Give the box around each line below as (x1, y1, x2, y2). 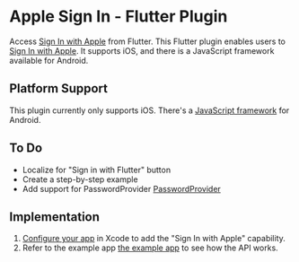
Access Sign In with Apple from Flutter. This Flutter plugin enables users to (9, 36, 286, 47)
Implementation (9, 209, 101, 224)
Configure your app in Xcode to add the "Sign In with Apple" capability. (22, 233, 286, 244)
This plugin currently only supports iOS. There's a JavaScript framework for (9, 105, 290, 116)
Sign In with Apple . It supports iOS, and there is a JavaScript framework (9, 45, 275, 56)
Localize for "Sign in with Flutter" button (22, 164, 171, 175)
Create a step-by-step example (22, 173, 138, 185)
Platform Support (9, 81, 108, 96)
